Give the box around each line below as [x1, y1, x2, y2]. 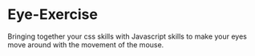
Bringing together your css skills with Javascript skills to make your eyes [7, 32, 248, 41]
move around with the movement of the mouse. [7, 39, 164, 49]
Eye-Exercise [7, 6, 98, 24]
